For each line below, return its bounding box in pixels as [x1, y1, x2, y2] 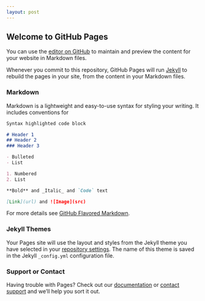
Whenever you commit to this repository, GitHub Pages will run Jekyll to [6, 66, 188, 74]
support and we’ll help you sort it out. [6, 288, 100, 295]
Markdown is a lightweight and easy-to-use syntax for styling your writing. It [6, 102, 199, 109]
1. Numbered [6, 170, 37, 177]
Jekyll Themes [6, 225, 51, 234]
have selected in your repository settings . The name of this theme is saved [6, 245, 195, 253]
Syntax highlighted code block [6, 120, 86, 126]
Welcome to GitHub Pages [6, 32, 108, 42]
